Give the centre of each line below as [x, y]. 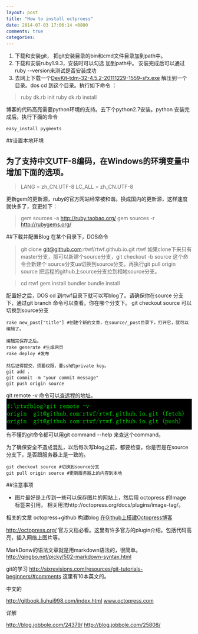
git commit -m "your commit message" [52, 378]
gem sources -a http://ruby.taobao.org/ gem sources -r [88, 218]
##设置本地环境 [25, 141]
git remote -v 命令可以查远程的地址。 [51, 395]
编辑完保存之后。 [24, 341]
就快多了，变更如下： [32, 206]
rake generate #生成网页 [35, 347]
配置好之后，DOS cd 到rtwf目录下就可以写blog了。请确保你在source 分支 [95, 295]
